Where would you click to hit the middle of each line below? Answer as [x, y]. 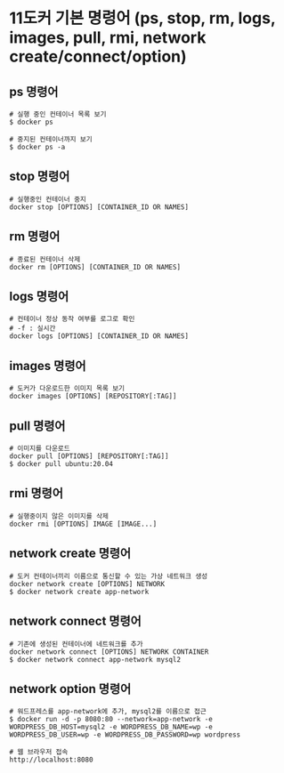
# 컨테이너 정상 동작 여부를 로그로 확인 [72, 319]
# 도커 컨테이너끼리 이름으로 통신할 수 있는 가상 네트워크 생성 [109, 576]
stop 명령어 [40, 177]
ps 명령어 [34, 91]
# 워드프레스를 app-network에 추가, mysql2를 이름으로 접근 [108, 712]
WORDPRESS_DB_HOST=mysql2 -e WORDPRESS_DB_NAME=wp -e [111, 727]
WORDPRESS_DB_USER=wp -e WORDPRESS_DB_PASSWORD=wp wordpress [125, 735]
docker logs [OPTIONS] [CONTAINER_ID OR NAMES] [99, 336]
